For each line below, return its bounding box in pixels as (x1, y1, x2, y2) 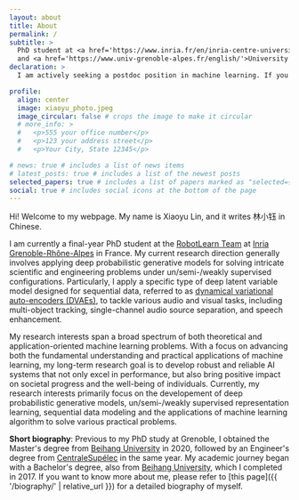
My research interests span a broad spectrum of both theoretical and (9, 331, 263, 343)
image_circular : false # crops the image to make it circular (17, 112, 253, 121)
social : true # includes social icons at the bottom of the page (9, 186, 256, 195)
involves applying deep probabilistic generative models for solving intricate (9, 257, 285, 268)
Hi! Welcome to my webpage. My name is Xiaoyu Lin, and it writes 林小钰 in (9, 211, 286, 222)
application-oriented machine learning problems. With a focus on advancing (9, 341, 288, 351)
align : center (17, 95, 69, 104)
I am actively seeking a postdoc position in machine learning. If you (17, 71, 289, 80)
